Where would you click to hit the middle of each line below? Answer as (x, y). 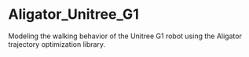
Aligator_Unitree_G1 (73, 14)
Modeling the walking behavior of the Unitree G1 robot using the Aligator (125, 36)
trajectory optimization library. (57, 44)
